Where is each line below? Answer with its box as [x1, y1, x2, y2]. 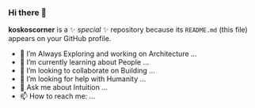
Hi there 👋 [8, 7, 48, 18]
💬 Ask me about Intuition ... [19, 83, 108, 92]
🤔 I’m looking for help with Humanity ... [19, 74, 147, 84]
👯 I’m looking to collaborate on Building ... [19, 66, 156, 76]
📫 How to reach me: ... [19, 91, 96, 101]
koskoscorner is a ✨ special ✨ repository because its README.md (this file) [8, 25, 248, 35]
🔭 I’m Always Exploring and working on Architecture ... [19, 49, 197, 58]
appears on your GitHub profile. [8, 34, 112, 43]
